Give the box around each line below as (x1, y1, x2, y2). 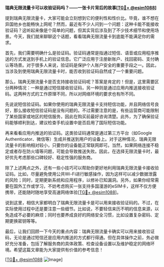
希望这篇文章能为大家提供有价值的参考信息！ (13, 247, 103, 252)
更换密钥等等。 (9, 218, 40, 224)
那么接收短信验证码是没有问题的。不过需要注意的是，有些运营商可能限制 (13, 108, 159, 113)
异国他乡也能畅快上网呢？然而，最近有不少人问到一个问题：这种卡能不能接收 (5, 22, 159, 27)
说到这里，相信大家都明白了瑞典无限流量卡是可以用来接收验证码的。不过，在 (5, 200, 159, 205)
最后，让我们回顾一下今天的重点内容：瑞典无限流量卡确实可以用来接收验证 (5, 228, 155, 234)
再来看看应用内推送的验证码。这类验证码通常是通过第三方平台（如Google (5, 130, 152, 136)
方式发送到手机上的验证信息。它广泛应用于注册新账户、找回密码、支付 (13, 56, 155, 62)
